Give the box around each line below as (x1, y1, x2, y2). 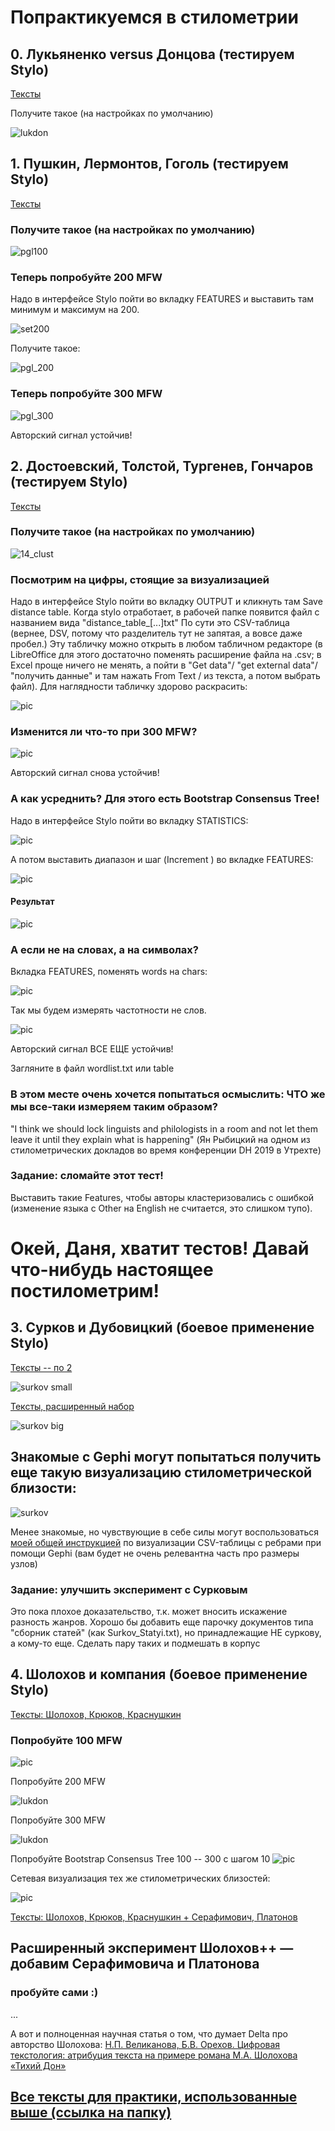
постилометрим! (10, 1279, 160, 1302)
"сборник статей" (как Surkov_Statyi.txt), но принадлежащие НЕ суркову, (10, 1626, 322, 1638)
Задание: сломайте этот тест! (10, 1169, 164, 1183)
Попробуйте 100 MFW (10, 1733, 123, 1747)
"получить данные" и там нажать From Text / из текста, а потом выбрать (10, 670, 321, 682)
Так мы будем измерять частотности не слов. (10, 1004, 207, 1016)
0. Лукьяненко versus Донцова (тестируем (10, 46, 295, 63)
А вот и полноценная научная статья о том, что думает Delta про (10, 2027, 288, 2040)
